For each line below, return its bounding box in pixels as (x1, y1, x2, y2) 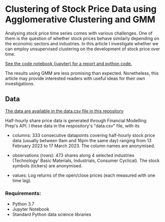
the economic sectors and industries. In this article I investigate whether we (5, 40, 159, 46)
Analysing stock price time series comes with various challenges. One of (5, 30, 153, 36)
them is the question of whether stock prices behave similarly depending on (5, 35, 160, 41)
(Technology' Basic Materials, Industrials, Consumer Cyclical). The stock (12, 158, 160, 163)
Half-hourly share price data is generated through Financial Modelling (5, 117, 147, 124)
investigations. (5, 80, 35, 87)
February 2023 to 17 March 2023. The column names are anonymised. (12, 143, 155, 149)
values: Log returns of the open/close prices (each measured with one (12, 172, 156, 178)
